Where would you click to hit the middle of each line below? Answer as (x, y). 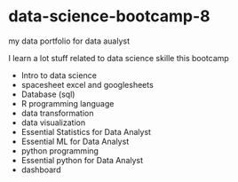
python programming (60, 150)
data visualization (53, 123)
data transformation (57, 113)
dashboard (41, 170)
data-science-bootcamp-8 (109, 16)
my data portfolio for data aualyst (69, 41)
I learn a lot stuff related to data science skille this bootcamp (119, 58)
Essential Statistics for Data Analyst (86, 131)
